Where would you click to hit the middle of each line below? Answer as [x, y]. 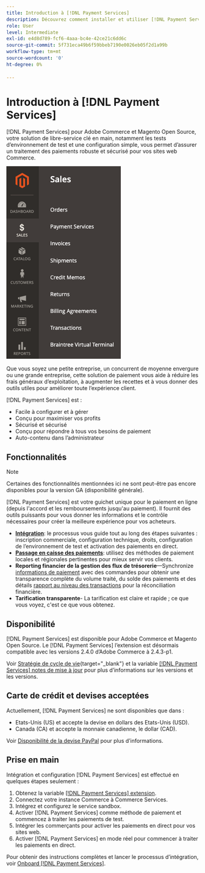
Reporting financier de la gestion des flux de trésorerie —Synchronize [104, 566]
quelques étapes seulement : [43, 781]
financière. [29, 592]
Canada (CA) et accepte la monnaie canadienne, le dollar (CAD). [96, 729]
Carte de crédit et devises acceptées [78, 696]
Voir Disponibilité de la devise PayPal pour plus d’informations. [85, 740]
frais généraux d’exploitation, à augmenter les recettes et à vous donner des [102, 381]
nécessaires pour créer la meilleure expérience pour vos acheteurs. [91, 521]
